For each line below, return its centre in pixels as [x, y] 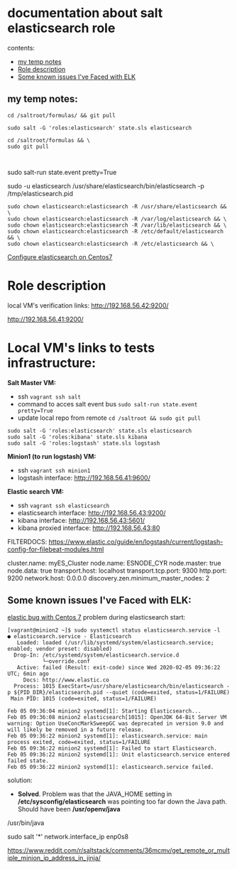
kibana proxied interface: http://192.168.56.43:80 [89, 528]
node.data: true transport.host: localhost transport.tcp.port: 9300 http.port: [117, 571]
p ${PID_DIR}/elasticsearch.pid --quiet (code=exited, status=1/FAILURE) [119, 693]
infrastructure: [52, 363]
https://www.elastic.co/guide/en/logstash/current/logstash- [136, 541]
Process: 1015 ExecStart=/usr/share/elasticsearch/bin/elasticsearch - [122, 686]
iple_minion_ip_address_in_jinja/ [54, 858]
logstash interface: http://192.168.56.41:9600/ [84, 477]
